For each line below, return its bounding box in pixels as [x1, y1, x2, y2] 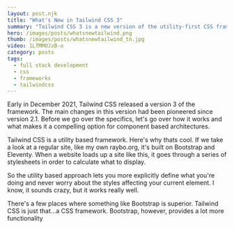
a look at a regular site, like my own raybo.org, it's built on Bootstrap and [7, 143, 215, 151]
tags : [7, 56, 23, 62]
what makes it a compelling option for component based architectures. [7, 122, 210, 130]
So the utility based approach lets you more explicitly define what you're [7, 171, 215, 180]
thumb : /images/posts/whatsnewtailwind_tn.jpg [7, 36, 145, 43]
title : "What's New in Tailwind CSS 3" [7, 17, 123, 24]
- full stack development [13, 62, 89, 69]
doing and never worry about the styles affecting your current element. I [7, 178, 214, 187]
